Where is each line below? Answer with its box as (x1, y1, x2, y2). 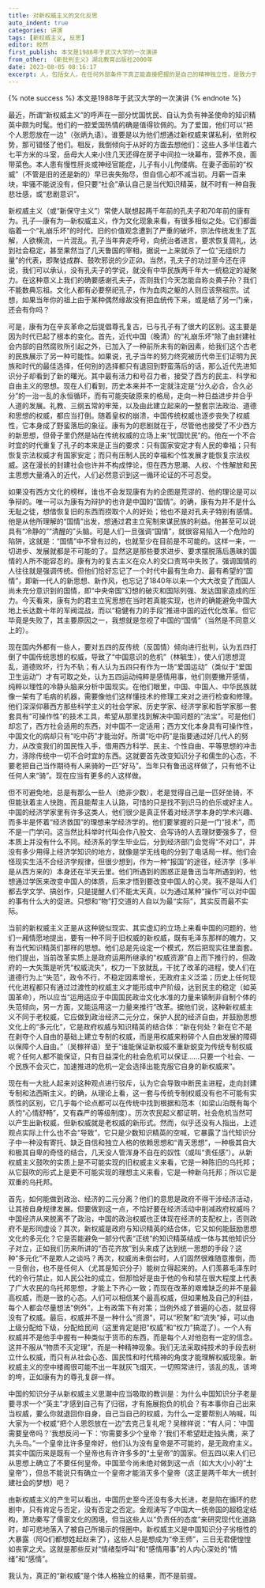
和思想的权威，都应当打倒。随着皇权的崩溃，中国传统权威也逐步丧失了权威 (8, 411, 250, 420)
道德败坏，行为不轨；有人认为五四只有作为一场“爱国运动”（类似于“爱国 (21, 661, 252, 671)
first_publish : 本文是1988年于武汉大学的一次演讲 (8, 48, 158, 56)
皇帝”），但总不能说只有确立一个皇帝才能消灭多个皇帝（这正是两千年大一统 (8, 1468, 250, 1477)
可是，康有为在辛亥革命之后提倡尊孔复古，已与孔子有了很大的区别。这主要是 (8, 321, 257, 331)
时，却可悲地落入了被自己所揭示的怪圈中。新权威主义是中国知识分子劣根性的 (8, 1524, 257, 1533)
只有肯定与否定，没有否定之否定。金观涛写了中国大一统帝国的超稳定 (28, 1504, 250, 1514)
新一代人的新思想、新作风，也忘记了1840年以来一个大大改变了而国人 (32, 575, 256, 586)
